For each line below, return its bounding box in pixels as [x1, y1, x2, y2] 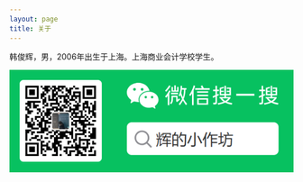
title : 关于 [9, 23, 51, 33]
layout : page [9, 14, 59, 23]
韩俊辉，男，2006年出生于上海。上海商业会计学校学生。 [9, 50, 219, 62]
